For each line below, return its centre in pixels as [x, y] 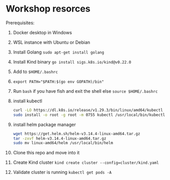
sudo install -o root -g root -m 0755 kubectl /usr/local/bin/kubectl [89, 115]
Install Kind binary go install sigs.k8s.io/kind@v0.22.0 [72, 62]
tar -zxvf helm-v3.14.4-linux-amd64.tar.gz [60, 138]
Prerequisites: [20, 23]
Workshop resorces [48, 9]
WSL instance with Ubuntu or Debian [52, 42]
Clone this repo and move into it [46, 153]
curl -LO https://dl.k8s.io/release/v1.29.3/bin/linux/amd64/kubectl [88, 110]
